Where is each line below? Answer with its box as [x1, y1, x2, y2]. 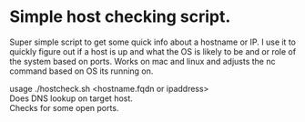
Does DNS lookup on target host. [9, 93, 134, 104]
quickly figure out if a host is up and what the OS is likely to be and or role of [9, 46, 297, 56]
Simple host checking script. [9, 6, 231, 27]
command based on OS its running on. [9, 66, 154, 76]
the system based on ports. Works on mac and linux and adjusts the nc [9, 56, 276, 66]
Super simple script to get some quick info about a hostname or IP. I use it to [9, 36, 296, 47]
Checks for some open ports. [9, 102, 119, 113]
